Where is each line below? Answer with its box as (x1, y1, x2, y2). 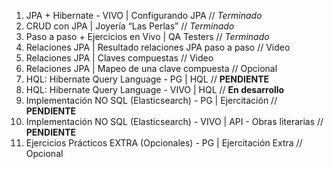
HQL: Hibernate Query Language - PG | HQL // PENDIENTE (25, 73, 269, 85)
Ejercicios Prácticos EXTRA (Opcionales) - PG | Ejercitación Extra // (25, 137, 303, 149)
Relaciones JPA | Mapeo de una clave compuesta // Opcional (25, 63, 278, 74)
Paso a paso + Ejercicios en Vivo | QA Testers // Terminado (25, 31, 270, 42)
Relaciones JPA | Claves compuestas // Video (25, 52, 214, 64)
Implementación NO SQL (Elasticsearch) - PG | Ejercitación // (25, 95, 278, 106)
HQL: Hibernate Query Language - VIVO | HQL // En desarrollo (25, 84, 285, 95)
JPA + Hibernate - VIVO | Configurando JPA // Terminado (25, 10, 263, 21)
